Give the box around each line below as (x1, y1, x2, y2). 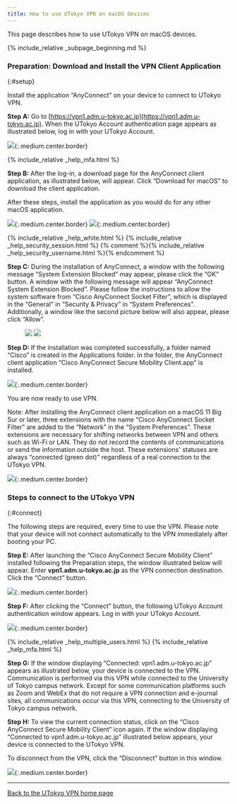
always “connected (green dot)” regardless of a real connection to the (7, 453, 211, 461)
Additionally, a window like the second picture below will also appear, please (7, 307, 230, 315)
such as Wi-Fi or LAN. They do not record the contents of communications (7, 438, 224, 446)
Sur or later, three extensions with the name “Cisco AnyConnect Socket (7, 415, 215, 424)
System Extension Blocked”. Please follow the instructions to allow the (7, 284, 211, 293)
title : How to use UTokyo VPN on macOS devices (7, 10, 150, 18)
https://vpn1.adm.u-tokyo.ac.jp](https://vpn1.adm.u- (50, 112, 201, 120)
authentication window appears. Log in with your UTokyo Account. (7, 610, 201, 618)
